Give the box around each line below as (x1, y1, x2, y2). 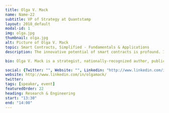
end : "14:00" (5, 100, 33, 105)
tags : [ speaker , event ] (5, 81, 55, 87)
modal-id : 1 (5, 26, 30, 31)
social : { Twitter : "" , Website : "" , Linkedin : (5, 67, 105, 73)
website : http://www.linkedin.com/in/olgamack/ (5, 72, 107, 77)
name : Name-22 (5, 12, 35, 17)
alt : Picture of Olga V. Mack (5, 40, 69, 45)
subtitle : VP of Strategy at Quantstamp (5, 17, 92, 22)
